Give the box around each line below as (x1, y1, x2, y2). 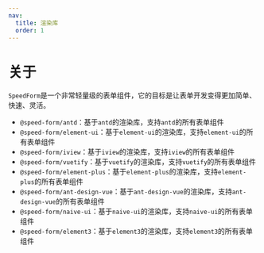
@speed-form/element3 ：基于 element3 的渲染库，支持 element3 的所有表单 (19, 227, 253, 236)
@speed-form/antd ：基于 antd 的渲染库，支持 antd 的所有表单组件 (19, 117, 224, 127)
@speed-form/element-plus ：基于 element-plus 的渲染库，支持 (19, 167, 219, 177)
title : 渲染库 (15, 19, 59, 27)
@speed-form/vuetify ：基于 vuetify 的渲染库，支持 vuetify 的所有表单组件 (19, 157, 257, 167)
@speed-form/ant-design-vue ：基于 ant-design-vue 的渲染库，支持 (19, 187, 233, 197)
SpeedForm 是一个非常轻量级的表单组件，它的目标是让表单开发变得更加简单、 (8, 90, 257, 100)
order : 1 (15, 26, 45, 34)
